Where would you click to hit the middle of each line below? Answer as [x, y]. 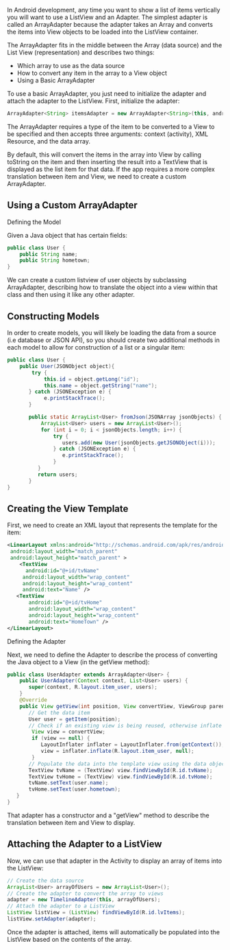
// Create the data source [46, 881]
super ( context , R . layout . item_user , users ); [93, 687]
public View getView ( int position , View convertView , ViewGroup [113, 706]
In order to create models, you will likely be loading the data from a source [112, 333]
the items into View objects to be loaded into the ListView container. [103, 32]
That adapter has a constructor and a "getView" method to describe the [108, 815]
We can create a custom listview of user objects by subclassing [97, 280]
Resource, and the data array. [49, 141]
